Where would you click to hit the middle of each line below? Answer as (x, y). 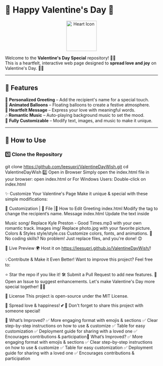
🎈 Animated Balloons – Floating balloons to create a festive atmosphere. (78, 105)
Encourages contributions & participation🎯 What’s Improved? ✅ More (74, 337)
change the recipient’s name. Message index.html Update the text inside (77, 214)
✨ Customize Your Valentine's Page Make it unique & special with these (76, 194)
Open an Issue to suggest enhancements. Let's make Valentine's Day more (80, 282)
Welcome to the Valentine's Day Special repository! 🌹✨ (60, 58)
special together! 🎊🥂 (25, 287)
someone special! (23, 311)
